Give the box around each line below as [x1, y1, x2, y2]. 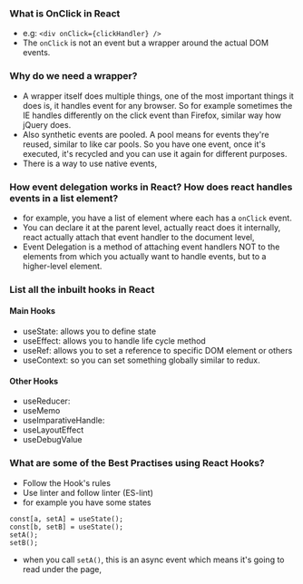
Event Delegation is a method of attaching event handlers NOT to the [22, 241, 280, 252]
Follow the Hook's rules [22, 477, 112, 488]
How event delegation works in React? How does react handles [9, 180, 293, 193]
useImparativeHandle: [22, 415, 105, 426]
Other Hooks [9, 375, 59, 386]
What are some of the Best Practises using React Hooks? [9, 457, 265, 470]
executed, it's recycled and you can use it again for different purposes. [22, 148, 288, 159]
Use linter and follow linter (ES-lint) [22, 487, 154, 498]
